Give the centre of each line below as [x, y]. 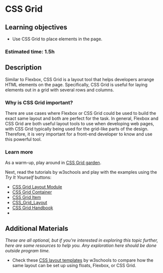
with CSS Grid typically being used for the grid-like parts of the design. [77, 129]
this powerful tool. [23, 139]
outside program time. [27, 251]
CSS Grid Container [32, 192]
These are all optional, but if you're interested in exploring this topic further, [82, 240]
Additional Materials [37, 229]
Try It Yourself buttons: [28, 177]
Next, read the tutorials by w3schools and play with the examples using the [81, 172]
